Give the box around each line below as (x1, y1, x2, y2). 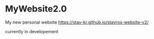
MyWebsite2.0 (5, 3, 67, 14)
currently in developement (5, 28, 59, 34)
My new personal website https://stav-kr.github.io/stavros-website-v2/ (5, 19, 149, 25)
